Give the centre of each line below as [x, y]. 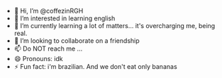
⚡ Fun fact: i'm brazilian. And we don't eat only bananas [95, 66]
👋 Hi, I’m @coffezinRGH [49, 11]
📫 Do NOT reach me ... [48, 48]
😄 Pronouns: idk [38, 59]
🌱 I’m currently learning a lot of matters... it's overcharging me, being [115, 26]
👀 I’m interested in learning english [65, 18]
